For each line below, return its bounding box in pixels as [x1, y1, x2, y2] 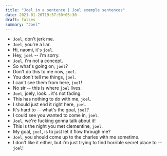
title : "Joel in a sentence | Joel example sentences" [5, 7, 125, 13]
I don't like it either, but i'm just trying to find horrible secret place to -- [12, 140, 162, 146]
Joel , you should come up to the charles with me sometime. [12, 134, 140, 140]
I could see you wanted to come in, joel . [12, 112, 99, 119]
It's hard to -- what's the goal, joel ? [12, 107, 89, 113]
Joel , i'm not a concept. [12, 57, 63, 64]
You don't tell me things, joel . [12, 74, 76, 80]
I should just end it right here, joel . [12, 101, 87, 108]
